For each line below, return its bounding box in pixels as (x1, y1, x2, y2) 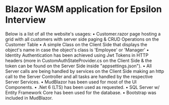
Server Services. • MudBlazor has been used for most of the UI (5, 79, 137, 85)
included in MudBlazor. (5, 94, 53, 101)
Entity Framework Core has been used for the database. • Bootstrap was (5, 89, 156, 95)
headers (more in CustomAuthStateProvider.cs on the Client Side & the (5, 57, 152, 63)
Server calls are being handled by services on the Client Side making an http (5, 68, 164, 74)
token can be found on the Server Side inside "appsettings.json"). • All (5, 63, 152, 69)
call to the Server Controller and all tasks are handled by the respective (5, 73, 153, 79)
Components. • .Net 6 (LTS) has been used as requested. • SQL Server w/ (5, 84, 160, 90)
